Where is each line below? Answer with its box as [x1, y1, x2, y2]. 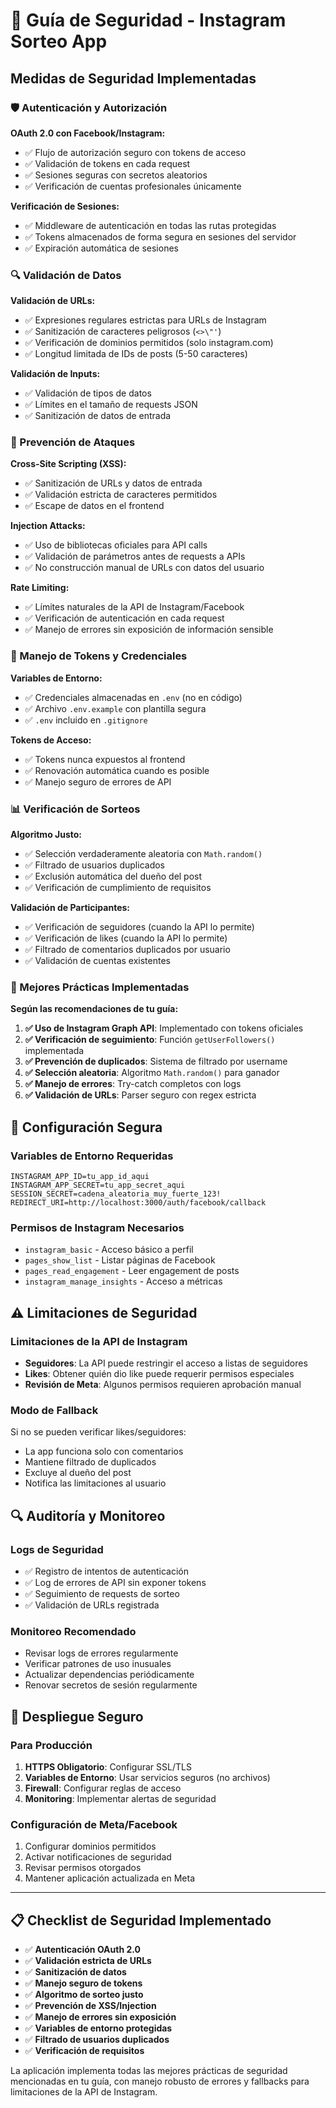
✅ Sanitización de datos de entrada [24, 410, 172, 422]
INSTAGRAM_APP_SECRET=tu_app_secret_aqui [10, 1180, 186, 1191]
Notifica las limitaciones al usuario [24, 1477, 167, 1489]
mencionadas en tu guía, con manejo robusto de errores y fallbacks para [10, 2075, 310, 2088]
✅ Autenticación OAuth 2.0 [24, 1944, 141, 1956]
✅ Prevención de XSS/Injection [24, 2000, 157, 2012]
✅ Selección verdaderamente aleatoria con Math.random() [24, 848, 263, 860]
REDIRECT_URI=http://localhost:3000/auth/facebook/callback [10, 1198, 267, 1208]
